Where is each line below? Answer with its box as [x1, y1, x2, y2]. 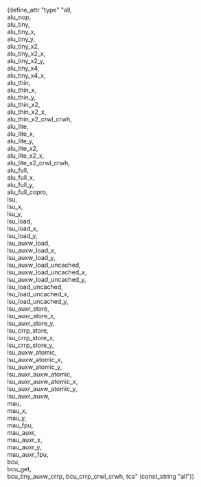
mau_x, [7, 407, 27, 414]
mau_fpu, [7, 421, 34, 429]
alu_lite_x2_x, [7, 152, 45, 160]
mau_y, [7, 414, 27, 422]
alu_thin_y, [7, 93, 36, 102]
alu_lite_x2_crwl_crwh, [7, 159, 71, 167]
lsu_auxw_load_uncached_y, [7, 276, 86, 283]
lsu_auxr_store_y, [7, 319, 55, 327]
